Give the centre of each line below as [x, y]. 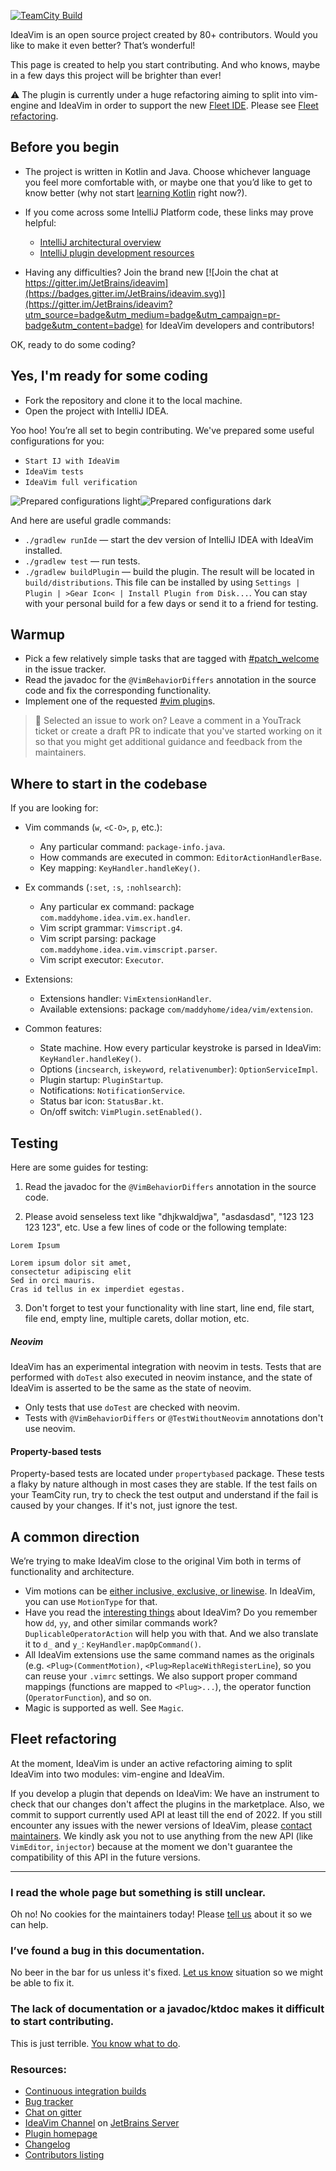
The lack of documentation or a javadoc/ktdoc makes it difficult [167, 2009]
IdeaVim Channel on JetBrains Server [102, 2123]
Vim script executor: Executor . [102, 960]
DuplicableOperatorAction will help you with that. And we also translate [171, 1634]
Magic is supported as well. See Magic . [104, 1708]
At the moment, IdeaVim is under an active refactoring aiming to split [151, 1763]
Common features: [63, 1029]
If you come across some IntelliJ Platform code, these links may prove [169, 212]
